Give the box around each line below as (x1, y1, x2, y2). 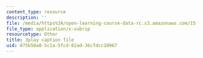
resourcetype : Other (6, 31, 59, 37)
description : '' (6, 14, 47, 21)
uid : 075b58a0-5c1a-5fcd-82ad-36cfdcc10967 (6, 43, 118, 49)
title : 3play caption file (6, 37, 74, 43)
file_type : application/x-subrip (6, 25, 91, 32)
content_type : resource (6, 8, 66, 15)
